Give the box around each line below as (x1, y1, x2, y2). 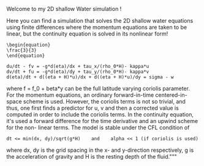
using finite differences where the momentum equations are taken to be (6, 24, 187, 31)
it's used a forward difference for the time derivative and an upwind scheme (6, 118, 198, 124)
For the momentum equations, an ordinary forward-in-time (6, 91, 154, 99)
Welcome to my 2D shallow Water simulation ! (6, 6, 122, 12)
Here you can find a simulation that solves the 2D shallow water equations (6, 17, 194, 24)
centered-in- (155, 91, 188, 99)
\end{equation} (6, 53, 45, 59)
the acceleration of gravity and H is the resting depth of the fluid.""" (6, 153, 178, 160)
